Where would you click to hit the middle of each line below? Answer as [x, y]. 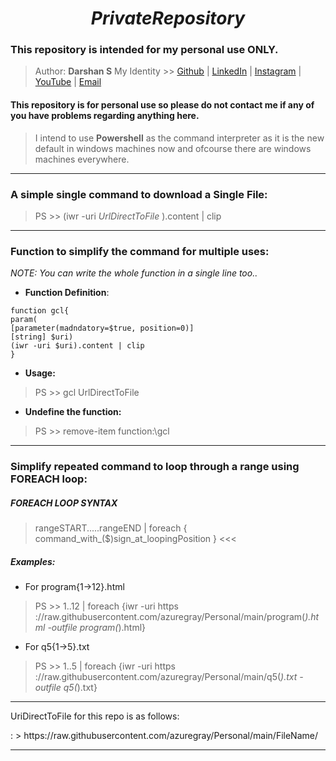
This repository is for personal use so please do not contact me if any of [162, 105]
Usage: [40, 373]
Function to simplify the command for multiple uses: [140, 251]
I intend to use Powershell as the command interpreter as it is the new [179, 138]
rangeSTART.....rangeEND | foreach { [111, 528]
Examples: [33, 561]
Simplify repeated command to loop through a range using [155, 467]
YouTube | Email [68, 82]
